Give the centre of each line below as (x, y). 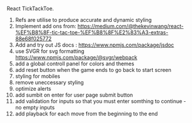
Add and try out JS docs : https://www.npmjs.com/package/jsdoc (95, 45)
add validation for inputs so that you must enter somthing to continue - (101, 101)
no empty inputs (35, 107)
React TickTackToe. (31, 9)
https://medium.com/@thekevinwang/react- (130, 26)
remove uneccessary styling (49, 82)
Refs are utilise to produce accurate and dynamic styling (83, 20)
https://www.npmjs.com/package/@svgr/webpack (76, 57)
